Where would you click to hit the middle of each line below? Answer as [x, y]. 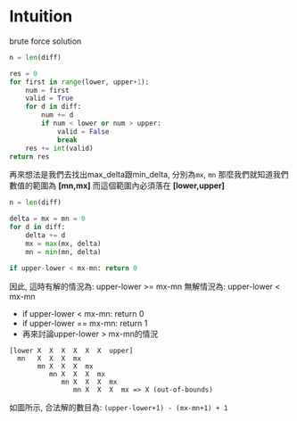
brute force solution [45, 41]
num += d [58, 115]
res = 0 [24, 73]
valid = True [49, 99]
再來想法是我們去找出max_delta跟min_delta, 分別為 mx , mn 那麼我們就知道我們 [149, 175]
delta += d [45, 235]
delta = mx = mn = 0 [48, 219]
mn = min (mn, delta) [63, 252]
